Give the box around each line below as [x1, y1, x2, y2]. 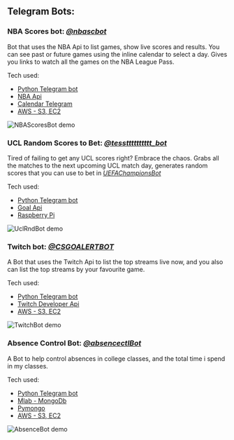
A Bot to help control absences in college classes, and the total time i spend [7, 354, 226, 363]
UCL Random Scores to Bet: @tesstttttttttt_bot [7, 138, 168, 148]
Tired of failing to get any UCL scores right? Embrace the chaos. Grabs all [7, 153, 219, 162]
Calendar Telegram [17, 99, 73, 108]
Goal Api [17, 203, 43, 212]
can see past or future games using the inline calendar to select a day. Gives [7, 50, 228, 58]
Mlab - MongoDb [17, 396, 67, 405]
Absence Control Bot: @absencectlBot [7, 338, 142, 348]
